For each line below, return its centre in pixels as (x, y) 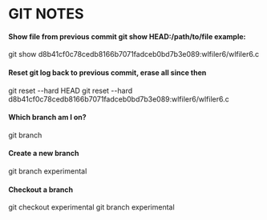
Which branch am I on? (47, 118)
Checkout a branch (41, 190)
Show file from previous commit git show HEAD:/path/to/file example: (127, 36)
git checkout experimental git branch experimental (91, 207)
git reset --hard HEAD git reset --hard (71, 90)
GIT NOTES (46, 14)
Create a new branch (44, 154)
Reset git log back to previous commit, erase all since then (107, 72)
